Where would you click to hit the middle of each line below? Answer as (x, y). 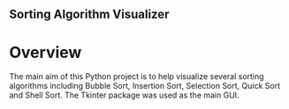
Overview (46, 52)
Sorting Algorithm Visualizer (89, 15)
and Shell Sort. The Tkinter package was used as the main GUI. (125, 95)
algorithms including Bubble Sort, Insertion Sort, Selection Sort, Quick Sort (145, 86)
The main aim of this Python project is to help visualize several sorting (137, 76)
